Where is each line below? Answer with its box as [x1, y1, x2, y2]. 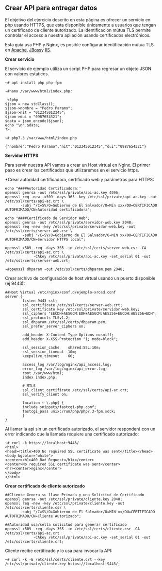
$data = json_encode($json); [5, 119, 64, 123]
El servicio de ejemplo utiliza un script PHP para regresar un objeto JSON [5, 66, 152, 71]
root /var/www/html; [22, 370, 64, 376]
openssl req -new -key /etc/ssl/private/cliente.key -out [5, 501, 125, 506]
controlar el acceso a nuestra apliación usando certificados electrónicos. [5, 32, 151, 38]
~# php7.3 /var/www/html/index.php [5, 136, 77, 140]
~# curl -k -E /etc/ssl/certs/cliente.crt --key [5, 557, 105, 562]
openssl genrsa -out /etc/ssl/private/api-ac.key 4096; [5, 190, 120, 195]
